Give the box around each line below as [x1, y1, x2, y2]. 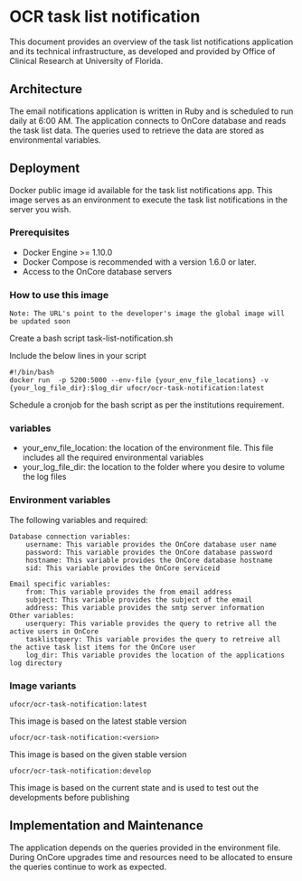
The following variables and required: [9, 514, 148, 525]
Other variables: [9, 611, 75, 620]
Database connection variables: [9, 531, 131, 541]
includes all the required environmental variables [22, 452, 204, 463]
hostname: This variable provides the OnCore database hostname [25, 556, 273, 565]
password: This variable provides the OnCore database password [25, 548, 273, 557]
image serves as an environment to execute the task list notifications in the [9, 194, 288, 205]
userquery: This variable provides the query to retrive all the [25, 619, 278, 628]
